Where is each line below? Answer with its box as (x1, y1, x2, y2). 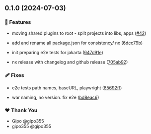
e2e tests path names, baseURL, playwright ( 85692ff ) (11, 84, 122, 91)
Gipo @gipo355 (11, 118, 44, 124)
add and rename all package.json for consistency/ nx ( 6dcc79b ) (11, 40, 143, 46)
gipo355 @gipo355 (11, 124, 52, 130)
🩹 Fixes (4, 71, 24, 78)
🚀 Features (4, 19, 31, 26)
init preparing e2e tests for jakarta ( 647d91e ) (11, 49, 104, 55)
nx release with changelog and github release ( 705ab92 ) (11, 59, 128, 65)
